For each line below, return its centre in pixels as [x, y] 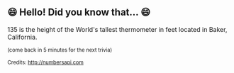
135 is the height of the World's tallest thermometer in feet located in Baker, [117, 29]
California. [22, 37]
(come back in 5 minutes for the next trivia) [60, 50]
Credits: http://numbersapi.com [45, 62]
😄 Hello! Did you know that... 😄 [79, 12]
